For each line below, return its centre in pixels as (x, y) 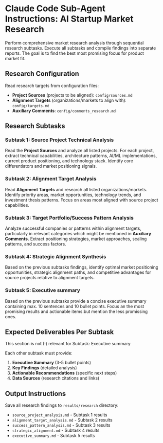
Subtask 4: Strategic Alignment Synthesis (55, 256)
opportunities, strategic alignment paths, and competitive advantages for (78, 272)
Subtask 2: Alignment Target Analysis (51, 179)
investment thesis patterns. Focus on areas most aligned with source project (81, 200)
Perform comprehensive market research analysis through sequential (74, 43)
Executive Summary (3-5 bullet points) (52, 363)
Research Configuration (42, 74)
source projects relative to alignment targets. (50, 278)
